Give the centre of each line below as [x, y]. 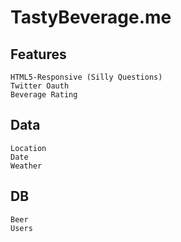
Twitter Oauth [40, 86]
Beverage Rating [44, 95]
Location [28, 148]
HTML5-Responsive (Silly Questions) [86, 77]
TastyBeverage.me [91, 17]
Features [38, 54]
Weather [26, 166]
